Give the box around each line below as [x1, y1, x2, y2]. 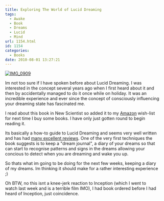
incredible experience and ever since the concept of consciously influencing [5, 96, 160, 102]
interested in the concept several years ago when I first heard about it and [5, 85, 154, 91]
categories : [5, 48, 29, 53]
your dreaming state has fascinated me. [5, 101, 85, 107]
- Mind [9, 35, 23, 40]
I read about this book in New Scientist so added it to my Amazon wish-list [5, 111, 155, 116]
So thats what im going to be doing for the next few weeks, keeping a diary [5, 160, 157, 166]
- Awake [9, 16, 25, 21]
